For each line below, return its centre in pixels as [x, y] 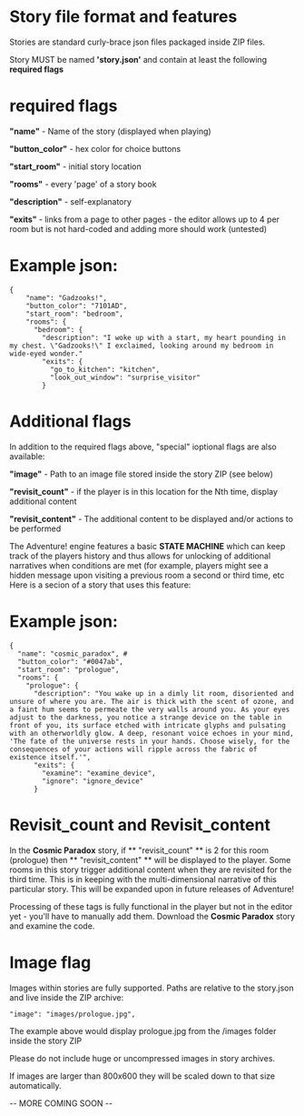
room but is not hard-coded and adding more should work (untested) [138, 228]
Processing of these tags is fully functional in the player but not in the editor [151, 906]
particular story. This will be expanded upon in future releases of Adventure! [152, 889]
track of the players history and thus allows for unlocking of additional [140, 556]
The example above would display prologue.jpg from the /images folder [143, 1031]
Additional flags [70, 421]
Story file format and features [123, 17]
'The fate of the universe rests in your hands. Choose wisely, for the [150, 741]
